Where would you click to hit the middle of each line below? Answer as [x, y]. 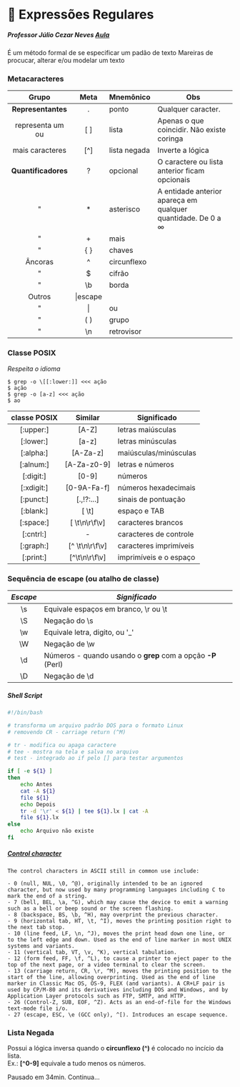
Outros [40, 297]
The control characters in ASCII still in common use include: [104, 871]
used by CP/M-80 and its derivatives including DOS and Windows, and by [118, 990]
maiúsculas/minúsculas [157, 453]
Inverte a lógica [183, 151]
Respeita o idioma [34, 369]
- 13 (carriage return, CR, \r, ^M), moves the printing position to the [120, 971]
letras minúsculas [147, 441]
